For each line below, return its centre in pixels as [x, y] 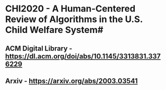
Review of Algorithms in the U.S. [74, 19]
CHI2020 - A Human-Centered [70, 9]
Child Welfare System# [54, 30]
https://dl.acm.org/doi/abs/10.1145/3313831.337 [83, 56]
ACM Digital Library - [39, 48]
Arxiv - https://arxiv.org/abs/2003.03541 [72, 81]
